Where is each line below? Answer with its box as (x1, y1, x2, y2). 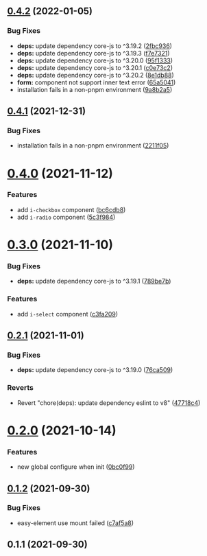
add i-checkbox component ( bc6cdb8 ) (16, 205, 126, 213)
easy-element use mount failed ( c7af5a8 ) (16, 518, 134, 527)
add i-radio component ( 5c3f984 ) (16, 213, 116, 221)
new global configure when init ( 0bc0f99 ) (16, 463, 135, 471)
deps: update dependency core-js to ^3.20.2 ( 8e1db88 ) (16, 71, 175, 79)
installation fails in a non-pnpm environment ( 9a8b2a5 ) (16, 85, 173, 93)
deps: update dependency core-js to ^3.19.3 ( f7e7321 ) (16, 49, 170, 57)
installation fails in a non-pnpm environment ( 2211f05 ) (16, 141, 169, 150)
